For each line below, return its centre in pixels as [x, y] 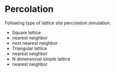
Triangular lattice [29, 48]
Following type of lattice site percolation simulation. [58, 23]
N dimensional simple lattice [41, 59]
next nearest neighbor [35, 43]
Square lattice [26, 32]
